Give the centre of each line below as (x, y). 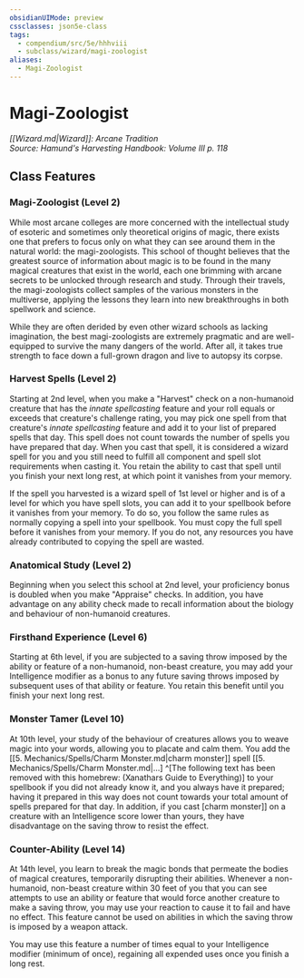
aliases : (26, 60)
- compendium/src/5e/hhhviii (73, 43)
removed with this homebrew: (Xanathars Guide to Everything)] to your (142, 778)
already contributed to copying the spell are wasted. (107, 542)
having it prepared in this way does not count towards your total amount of (149, 797)
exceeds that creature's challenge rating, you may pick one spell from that (148, 417)
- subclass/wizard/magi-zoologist (83, 52)
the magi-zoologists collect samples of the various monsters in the (134, 289)
